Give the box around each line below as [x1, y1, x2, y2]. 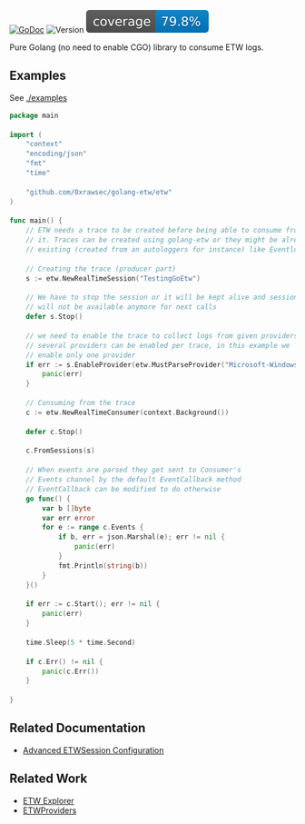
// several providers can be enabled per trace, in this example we [25, 341, 290, 350]
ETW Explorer [22, 795, 74, 806]
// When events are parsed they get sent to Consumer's [25, 465, 242, 475]
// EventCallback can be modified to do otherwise [25, 484, 221, 493]
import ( [9, 130, 43, 139]
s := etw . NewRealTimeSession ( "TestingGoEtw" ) [25, 273, 202, 283]
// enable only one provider [25, 351, 136, 360]
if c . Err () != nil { [25, 657, 103, 666]
